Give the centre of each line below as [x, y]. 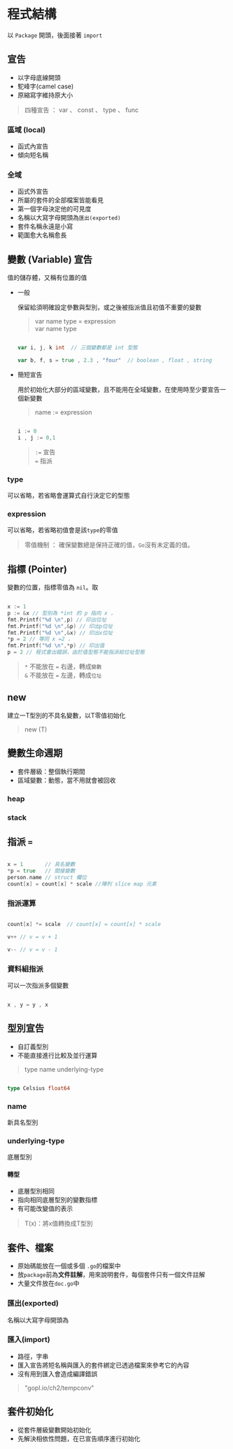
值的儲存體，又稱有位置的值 [47, 278]
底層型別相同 [36, 1191]
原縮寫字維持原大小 [45, 94]
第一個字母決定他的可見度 [54, 209]
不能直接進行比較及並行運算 [57, 1055]
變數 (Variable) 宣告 [50, 259]
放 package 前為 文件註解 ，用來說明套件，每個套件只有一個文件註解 [111, 1275]
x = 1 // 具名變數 [41, 864]
